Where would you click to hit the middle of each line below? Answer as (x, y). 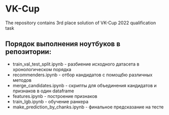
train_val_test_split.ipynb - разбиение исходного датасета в (76, 64)
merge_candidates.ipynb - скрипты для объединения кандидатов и (84, 85)
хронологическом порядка (42, 69)
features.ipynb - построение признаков (55, 96)
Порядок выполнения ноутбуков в (63, 44)
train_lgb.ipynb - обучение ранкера (50, 101)
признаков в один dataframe (43, 91)
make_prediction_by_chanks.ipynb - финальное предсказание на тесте (88, 107)
